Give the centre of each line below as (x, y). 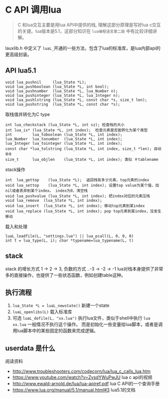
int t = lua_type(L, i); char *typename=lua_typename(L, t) (70, 240)
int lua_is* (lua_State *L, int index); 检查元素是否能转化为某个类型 (76, 130)
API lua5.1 (21, 71)
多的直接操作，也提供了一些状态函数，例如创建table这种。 (65, 275)
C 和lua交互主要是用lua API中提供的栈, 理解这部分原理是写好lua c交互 (89, 25)
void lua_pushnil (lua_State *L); (46, 82)
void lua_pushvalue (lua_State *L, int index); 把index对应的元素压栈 (78, 196)
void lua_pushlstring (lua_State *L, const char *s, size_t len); (76, 100)
